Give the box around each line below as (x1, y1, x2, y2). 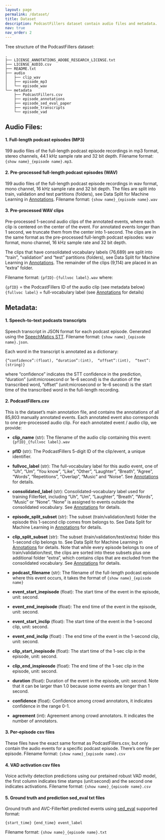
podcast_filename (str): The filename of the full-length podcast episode (12, 569, 159, 576)
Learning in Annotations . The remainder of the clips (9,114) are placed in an (5, 260, 158, 265)
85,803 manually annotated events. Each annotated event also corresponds (5, 414, 159, 420)
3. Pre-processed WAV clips (5, 208, 64, 213)
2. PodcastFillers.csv (5, 398, 49, 404)
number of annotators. (12, 717, 58, 724)
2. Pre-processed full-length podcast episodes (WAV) (5, 169, 118, 175)
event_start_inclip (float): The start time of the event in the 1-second (12, 618, 152, 624)
